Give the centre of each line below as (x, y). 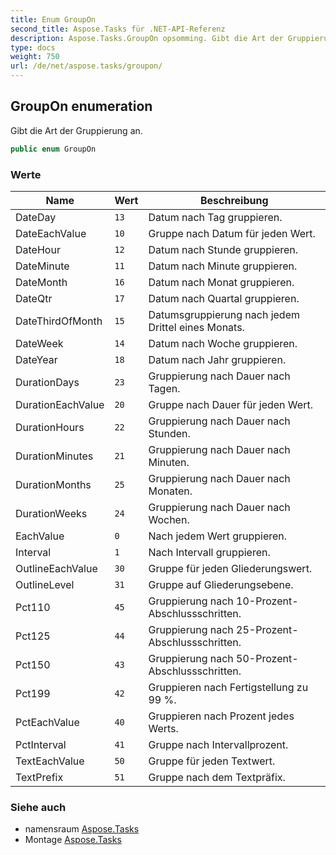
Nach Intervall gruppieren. (209, 552)
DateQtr (34, 298)
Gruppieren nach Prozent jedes (221, 716)
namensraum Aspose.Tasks (82, 829)
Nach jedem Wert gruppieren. (218, 536)
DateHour (38, 249)
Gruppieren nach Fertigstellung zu (228, 687)
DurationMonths (53, 484)
